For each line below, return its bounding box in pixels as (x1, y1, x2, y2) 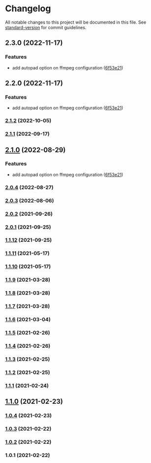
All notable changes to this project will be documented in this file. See (5, 19, 147, 25)
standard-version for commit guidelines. (5, 24, 87, 30)
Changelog (5, 3, 51, 14)
